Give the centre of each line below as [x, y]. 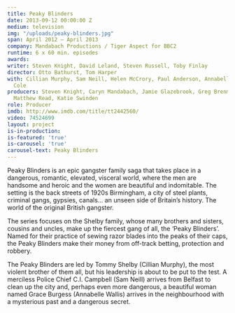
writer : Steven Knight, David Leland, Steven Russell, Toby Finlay [108, 66]
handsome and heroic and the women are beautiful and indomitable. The [112, 185]
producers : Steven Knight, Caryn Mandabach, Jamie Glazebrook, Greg [109, 92]
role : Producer [29, 105]
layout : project [31, 124]
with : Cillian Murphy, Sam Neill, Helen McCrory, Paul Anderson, [104, 79]
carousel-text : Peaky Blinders [53, 151]
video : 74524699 [31, 118]
